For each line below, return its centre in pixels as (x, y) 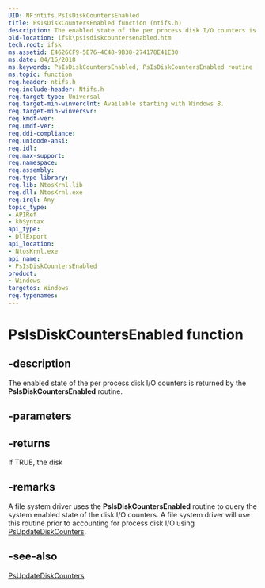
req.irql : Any (32, 200)
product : (23, 273)
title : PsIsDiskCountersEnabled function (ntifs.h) (95, 23)
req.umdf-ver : (32, 126)
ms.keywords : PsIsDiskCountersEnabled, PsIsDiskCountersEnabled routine (131, 67)
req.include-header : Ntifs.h (56, 89)
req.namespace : (33, 163)
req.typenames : (33, 296)
